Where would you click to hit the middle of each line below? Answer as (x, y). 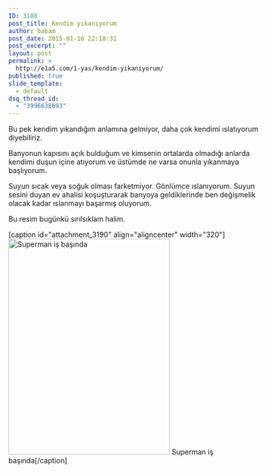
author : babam (32, 31)
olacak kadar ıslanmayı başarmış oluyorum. (80, 204)
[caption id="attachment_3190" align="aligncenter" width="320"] (117, 234)
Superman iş (192, 452)
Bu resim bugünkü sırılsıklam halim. (67, 219)
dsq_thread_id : (34, 99)
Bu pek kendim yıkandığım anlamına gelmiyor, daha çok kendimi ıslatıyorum (133, 129)
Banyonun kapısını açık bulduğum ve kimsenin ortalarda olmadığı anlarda (129, 154)
